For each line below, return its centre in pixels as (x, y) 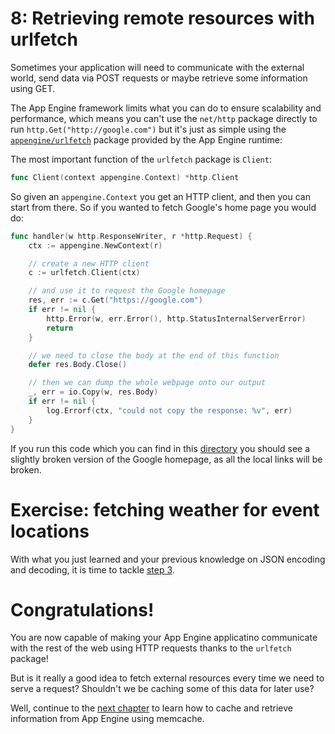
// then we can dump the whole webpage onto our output (147, 383)
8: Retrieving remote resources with (163, 18)
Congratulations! (82, 609)
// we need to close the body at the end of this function (154, 355)
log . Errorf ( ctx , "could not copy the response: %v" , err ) (169, 410)
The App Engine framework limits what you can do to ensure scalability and (166, 108)
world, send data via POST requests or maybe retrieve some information (159, 78)
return (60, 328)
